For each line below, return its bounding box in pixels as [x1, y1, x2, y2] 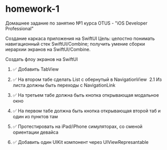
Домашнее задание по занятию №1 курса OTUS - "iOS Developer [5, 20, 148, 26]
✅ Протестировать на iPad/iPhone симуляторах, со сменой [12, 123, 142, 130]
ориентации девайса [12, 129, 59, 135]
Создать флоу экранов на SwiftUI [5, 56, 78, 62]
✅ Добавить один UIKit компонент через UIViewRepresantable [12, 139, 149, 145]
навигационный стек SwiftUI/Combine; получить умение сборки [5, 40, 145, 47]
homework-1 [5, 3, 60, 15]
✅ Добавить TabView [12, 66, 59, 72]
